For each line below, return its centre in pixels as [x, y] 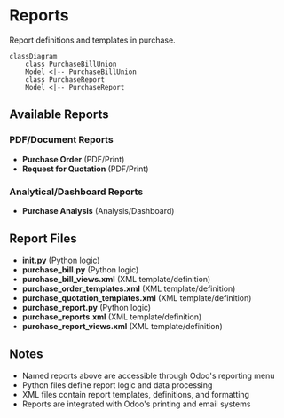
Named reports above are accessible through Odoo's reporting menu [148, 375]
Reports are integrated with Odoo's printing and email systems [136, 404]
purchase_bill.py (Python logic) [80, 269]
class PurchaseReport [65, 79]
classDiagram [33, 56]
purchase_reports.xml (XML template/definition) [112, 317]
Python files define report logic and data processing [117, 385]
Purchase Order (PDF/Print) [73, 159]
